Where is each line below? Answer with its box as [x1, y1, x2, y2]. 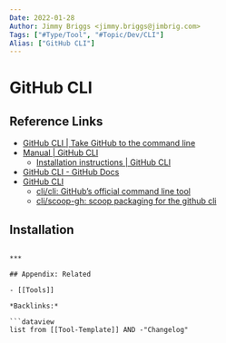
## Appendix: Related [9, 269, 92, 279]
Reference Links [9, 113, 103, 129]
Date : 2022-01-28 [9, 13, 75, 23]
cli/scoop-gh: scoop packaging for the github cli [35, 196, 217, 207]
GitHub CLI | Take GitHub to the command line [22, 138, 196, 149]
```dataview [9, 318, 54, 327]
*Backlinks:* [9, 301, 59, 311]
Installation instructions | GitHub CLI [35, 157, 171, 168]
